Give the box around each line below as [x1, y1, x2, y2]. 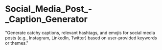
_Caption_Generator [5, 14, 88, 25]
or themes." [5, 40, 28, 46]
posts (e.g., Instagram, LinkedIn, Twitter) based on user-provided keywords [5, 35, 158, 41]
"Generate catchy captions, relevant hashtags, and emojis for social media [5, 30, 155, 35]
